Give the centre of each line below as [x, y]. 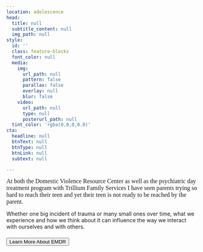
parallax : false [43, 86]
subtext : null [29, 158]
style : [15, 40]
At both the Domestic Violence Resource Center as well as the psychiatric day [101, 181]
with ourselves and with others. [46, 227]
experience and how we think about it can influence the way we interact [96, 220]
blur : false [37, 97]
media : [20, 63]
